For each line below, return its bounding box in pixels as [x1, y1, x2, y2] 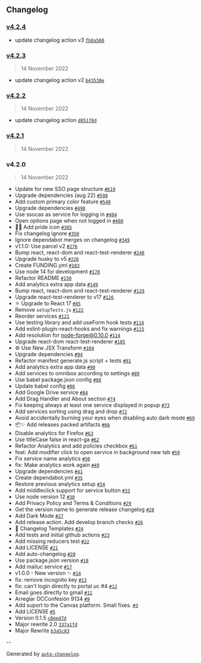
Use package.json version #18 [14, 556, 89, 564]
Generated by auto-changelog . [6, 650, 81, 657]
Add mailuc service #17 [14, 562, 72, 570]
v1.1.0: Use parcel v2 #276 [14, 242, 78, 250]
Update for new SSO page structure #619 [14, 185, 115, 192]
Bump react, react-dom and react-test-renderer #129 [14, 287, 145, 294]
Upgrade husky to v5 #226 [14, 255, 80, 262]
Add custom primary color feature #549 [14, 197, 111, 205]
